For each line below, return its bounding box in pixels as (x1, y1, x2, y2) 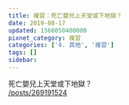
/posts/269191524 (8, 87, 68, 97)
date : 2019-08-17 (8, 19, 66, 27)
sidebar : (8, 56, 37, 64)
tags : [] (8, 49, 37, 56)
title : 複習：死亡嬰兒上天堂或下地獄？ (8, 11, 123, 20)
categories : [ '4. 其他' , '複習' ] (8, 41, 115, 49)
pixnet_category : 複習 (8, 33, 81, 42)
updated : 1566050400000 (8, 26, 88, 34)
